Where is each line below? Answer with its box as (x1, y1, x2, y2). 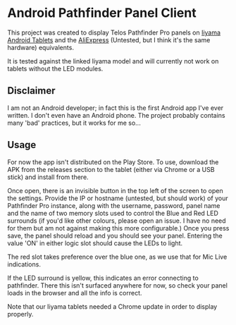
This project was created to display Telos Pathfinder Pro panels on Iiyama (7, 28, 221, 37)
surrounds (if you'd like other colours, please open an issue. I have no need (7, 216, 227, 225)
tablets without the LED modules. (7, 64, 104, 73)
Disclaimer (7, 85, 56, 97)
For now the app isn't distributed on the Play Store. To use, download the (7, 157, 219, 166)
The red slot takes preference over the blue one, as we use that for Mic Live (7, 252, 228, 261)
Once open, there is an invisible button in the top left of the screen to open (7, 186, 223, 195)
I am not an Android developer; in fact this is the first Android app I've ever (7, 104, 224, 112)
